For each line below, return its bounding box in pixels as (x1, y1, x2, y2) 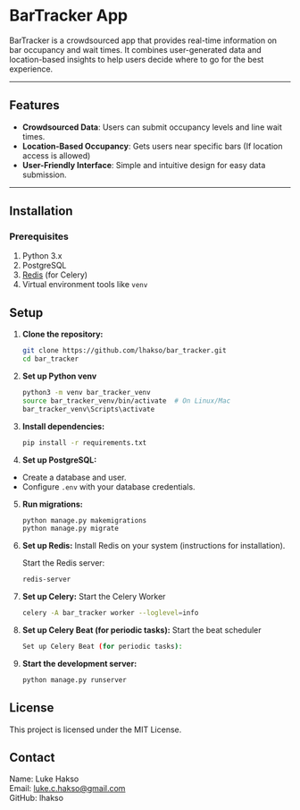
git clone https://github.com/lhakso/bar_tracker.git (21, 346, 227, 355)
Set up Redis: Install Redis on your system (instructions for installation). (21, 541, 286, 551)
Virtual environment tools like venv (21, 279, 148, 290)
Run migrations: (21, 499, 83, 509)
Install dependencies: (21, 421, 105, 431)
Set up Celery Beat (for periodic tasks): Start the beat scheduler (21, 625, 262, 635)
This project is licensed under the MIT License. (9, 724, 182, 735)
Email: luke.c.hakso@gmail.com (9, 783, 126, 794)
